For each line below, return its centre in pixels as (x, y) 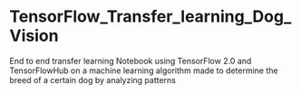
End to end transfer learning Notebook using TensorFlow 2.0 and (131, 61)
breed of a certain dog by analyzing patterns (93, 80)
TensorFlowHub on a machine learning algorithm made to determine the (144, 70)
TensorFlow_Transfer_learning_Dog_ (150, 17)
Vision (34, 36)
